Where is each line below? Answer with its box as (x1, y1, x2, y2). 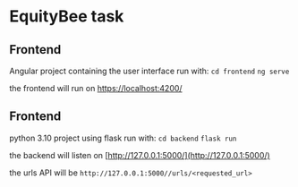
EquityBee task (9, 6, 124, 27)
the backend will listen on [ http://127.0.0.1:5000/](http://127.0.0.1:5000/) (9, 149, 270, 160)
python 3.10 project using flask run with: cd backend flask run (9, 132, 237, 143)
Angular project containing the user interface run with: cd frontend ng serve (9, 65, 290, 76)
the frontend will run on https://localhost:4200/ (9, 83, 183, 93)
